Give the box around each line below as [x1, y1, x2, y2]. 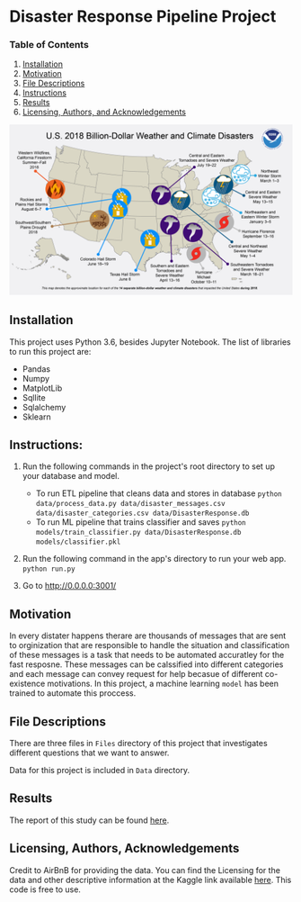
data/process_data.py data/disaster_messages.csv [35, 500, 226, 509]
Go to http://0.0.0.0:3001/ [22, 581, 117, 591]
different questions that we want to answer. [9, 747, 170, 758]
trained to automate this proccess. [9, 688, 137, 699]
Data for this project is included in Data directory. [9, 764, 190, 775]
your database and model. [22, 471, 120, 482]
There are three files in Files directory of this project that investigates [9, 737, 268, 748]
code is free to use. [9, 884, 81, 895]
